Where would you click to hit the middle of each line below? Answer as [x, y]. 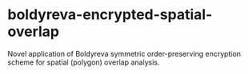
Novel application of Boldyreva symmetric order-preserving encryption [124, 53]
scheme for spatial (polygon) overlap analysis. [84, 62]
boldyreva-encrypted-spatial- [110, 15]
